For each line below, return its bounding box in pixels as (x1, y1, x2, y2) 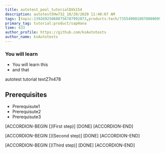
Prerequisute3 (12, 113, 41, 120)
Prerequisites (5, 90, 47, 99)
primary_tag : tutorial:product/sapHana (5, 21, 87, 26)
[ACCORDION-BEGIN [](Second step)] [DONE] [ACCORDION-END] (5, 132, 140, 138)
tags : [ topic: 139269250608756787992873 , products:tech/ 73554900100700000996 (5, 16, 164, 21)
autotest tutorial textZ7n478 (5, 76, 61, 82)
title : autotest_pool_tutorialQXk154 (5, 7, 82, 12)
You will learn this (12, 62, 48, 67)
